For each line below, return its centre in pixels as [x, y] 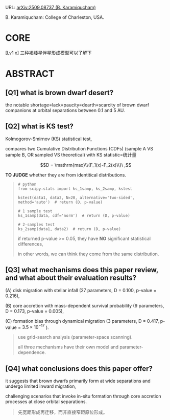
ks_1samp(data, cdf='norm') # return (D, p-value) [74, 215]
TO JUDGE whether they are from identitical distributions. [66, 175]
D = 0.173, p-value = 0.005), [35, 311]
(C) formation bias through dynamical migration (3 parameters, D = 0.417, [82, 321]
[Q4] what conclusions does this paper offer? [79, 369]
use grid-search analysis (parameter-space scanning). [75, 337]
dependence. [32, 352]
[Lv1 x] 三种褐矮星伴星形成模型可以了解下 [48, 53]
